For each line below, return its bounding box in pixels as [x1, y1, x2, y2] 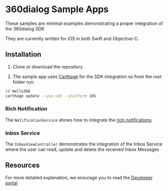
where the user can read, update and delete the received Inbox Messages [5, 146, 159, 152]
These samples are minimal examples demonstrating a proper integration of [5, 20, 163, 26]
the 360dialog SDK [5, 25, 45, 31]
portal [5, 180, 18, 186]
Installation [5, 50, 41, 59]
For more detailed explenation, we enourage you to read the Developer [5, 174, 153, 180]
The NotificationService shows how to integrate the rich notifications [5, 117, 152, 123]
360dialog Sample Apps [5, 4, 109, 15]
